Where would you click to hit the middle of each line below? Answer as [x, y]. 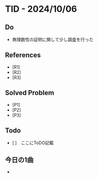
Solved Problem [30, 93]
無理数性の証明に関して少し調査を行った [53, 39]
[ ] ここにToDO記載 [33, 143]
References [23, 55]
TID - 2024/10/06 [41, 9]
